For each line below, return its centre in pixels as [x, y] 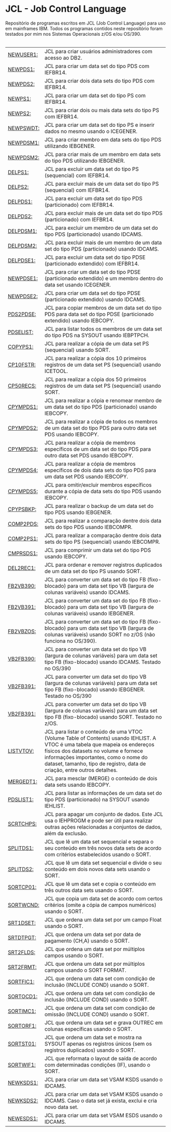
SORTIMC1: [22, 1011]
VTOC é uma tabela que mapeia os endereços [99, 744]
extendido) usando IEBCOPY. [79, 320]
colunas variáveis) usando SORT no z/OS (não [100, 634]
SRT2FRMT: [22, 967]
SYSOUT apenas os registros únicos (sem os [98, 1044]
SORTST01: [22, 1044]
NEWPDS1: [21, 69]
